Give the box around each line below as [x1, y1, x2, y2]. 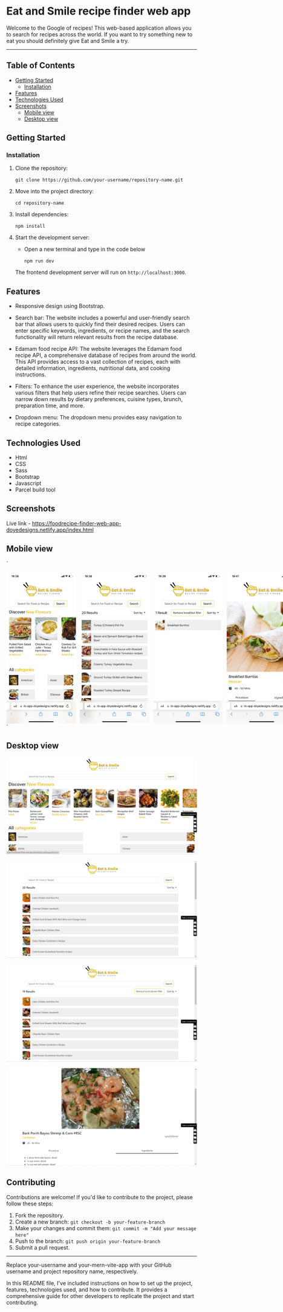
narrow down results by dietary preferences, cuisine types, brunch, [15, 396, 183, 403]
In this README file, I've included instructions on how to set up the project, [6, 1279, 193, 1287]
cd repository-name [15, 200, 65, 207]
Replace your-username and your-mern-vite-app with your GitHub [6, 1261, 172, 1268]
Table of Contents [6, 61, 76, 71]
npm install [15, 223, 45, 230]
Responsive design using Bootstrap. [15, 302, 105, 310]
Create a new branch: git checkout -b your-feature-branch [15, 1218, 165, 1225]
